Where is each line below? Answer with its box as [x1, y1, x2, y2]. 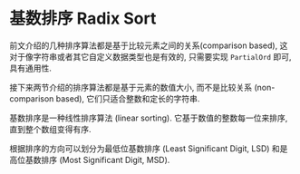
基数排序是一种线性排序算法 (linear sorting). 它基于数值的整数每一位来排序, [9, 112, 288, 123]
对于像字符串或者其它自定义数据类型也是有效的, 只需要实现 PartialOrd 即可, [9, 51, 292, 62]
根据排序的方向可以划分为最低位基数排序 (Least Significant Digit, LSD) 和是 [9, 142, 288, 154]
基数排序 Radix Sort [9, 8, 157, 29]
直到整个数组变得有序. [9, 123, 92, 134]
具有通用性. [9, 63, 53, 73]
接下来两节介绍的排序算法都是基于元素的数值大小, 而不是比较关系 [9, 82, 252, 92]
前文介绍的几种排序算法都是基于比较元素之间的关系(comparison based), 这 [9, 40, 288, 51]
